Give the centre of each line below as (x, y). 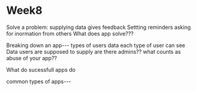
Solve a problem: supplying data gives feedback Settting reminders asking (98, 27)
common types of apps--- (39, 81)
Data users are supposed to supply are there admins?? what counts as (94, 51)
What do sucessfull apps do (41, 69)
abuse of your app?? (32, 58)
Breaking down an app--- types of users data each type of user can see (96, 45)
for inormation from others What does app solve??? (70, 33)
